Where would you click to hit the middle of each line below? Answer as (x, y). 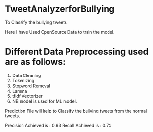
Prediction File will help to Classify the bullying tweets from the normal (76, 111)
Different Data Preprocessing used (77, 52)
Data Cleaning (26, 75)
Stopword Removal (31, 86)
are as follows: (35, 62)
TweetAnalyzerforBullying (60, 9)
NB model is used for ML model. (44, 101)
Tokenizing (23, 80)
